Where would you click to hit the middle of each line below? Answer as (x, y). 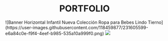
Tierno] (155, 22)
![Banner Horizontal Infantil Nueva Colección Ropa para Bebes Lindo (76, 22)
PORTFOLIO (85, 9)
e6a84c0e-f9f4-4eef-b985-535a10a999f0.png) (55, 33)
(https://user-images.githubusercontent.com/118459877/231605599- (77, 27)
